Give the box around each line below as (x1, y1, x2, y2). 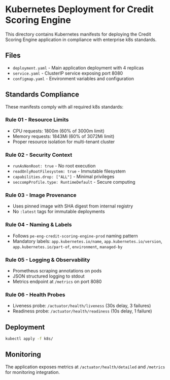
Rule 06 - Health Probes (5, 291, 65, 298)
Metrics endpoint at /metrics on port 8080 (12, 279, 102, 285)
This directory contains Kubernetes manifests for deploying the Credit (5, 31, 151, 37)
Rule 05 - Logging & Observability (5, 256, 90, 263)
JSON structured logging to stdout (12, 273, 85, 280)
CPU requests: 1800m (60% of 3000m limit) (12, 128, 105, 134)
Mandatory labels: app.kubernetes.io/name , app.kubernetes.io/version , (12, 238, 162, 244)
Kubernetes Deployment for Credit (5, 4, 154, 15)
